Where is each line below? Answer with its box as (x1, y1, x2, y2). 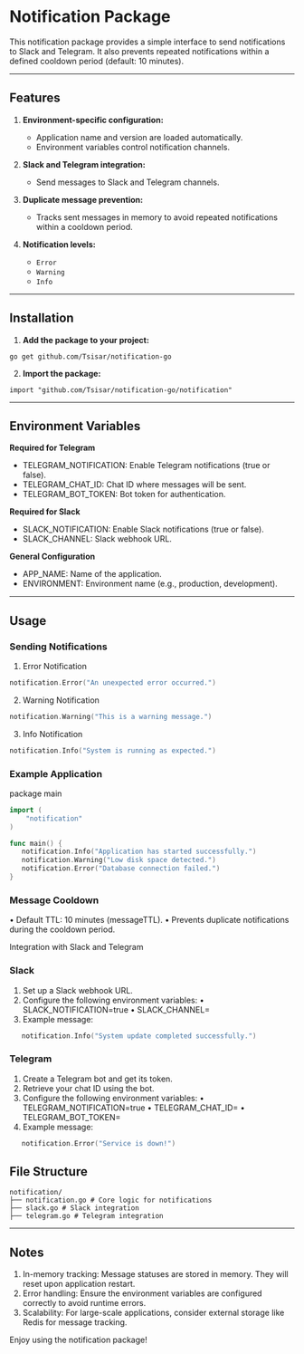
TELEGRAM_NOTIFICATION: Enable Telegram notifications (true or (22, 460, 271, 471)
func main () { (9, 839, 63, 848)
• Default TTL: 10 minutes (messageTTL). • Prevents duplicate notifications (9, 915, 290, 926)
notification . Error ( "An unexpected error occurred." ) (9, 678, 217, 687)
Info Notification (22, 728, 83, 739)
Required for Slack (9, 506, 81, 517)
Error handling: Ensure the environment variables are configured (22, 1288, 262, 1299)
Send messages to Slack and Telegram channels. (35, 177, 220, 187)
